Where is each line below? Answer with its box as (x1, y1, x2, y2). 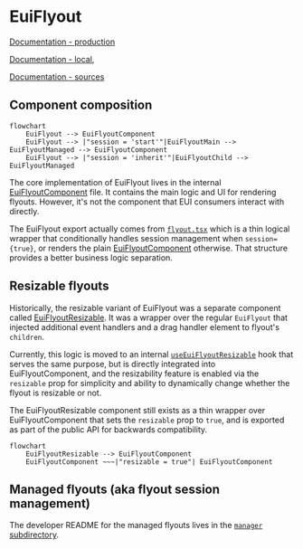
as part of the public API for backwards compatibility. (9, 423, 208, 435)
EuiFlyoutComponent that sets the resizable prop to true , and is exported (9, 414, 285, 425)
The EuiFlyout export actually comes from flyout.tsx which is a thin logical (9, 223, 290, 234)
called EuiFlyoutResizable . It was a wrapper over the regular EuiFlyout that (9, 312, 288, 323)
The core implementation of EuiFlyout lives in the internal (9, 176, 222, 187)
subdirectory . (9, 529, 60, 540)
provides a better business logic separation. (9, 251, 174, 263)
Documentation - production (9, 36, 116, 47)
